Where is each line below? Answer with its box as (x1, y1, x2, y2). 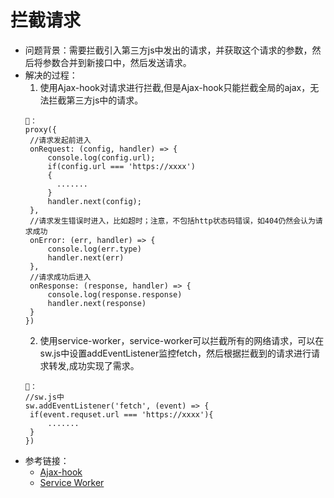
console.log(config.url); (47, 152, 156, 163)
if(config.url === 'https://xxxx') (47, 161, 196, 171)
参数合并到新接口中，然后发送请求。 (42, 56, 192, 68)
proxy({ (24, 124, 57, 135)
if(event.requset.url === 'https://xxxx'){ (29, 409, 214, 420)
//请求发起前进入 (29, 135, 92, 145)
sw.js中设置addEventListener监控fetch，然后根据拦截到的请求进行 (39, 347, 312, 359)
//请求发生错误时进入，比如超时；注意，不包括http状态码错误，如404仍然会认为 (29, 216, 316, 226)
